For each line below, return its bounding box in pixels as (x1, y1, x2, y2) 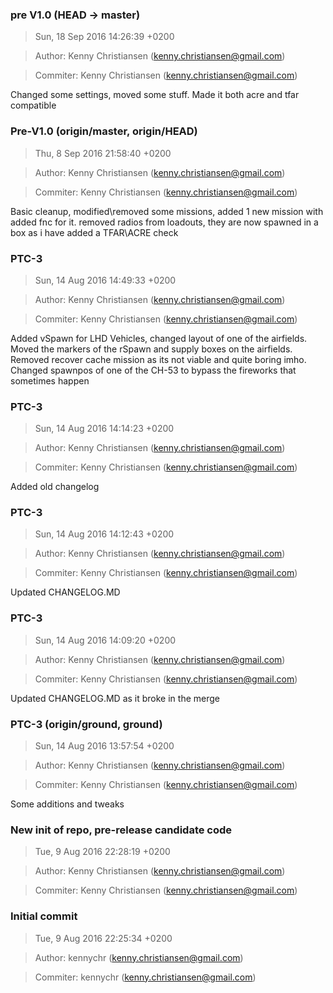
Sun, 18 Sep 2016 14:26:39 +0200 (34, 31, 175, 43)
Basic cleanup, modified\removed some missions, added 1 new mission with (10, 205, 324, 217)
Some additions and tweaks (10, 798, 125, 810)
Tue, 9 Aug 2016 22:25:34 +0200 (34, 932, 173, 944)
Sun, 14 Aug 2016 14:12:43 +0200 (34, 528, 175, 540)
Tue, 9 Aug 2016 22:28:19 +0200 (34, 846, 171, 858)
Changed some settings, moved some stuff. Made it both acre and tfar (10, 89, 300, 101)
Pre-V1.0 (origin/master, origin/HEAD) (10, 124, 198, 138)
